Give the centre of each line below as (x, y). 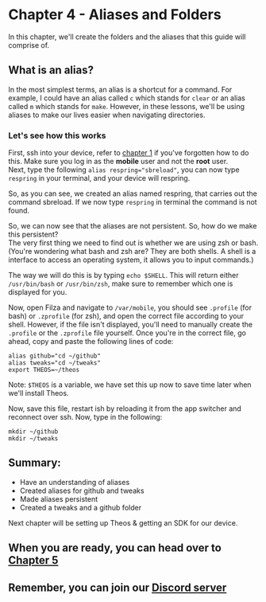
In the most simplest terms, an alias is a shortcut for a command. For (120, 89)
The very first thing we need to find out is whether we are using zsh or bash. (133, 243)
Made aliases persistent (58, 498)
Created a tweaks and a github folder (80, 507)
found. (19, 211)
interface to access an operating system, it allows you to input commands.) (131, 260)
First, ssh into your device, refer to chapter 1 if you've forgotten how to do (129, 153)
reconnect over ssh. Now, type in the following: (85, 417)
